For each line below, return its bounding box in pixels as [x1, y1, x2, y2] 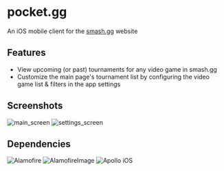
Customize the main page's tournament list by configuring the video [16, 72, 210, 81]
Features [7, 47, 46, 59]
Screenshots [7, 100, 63, 112]
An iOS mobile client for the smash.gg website [7, 27, 138, 35]
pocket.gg [7, 4, 67, 20]
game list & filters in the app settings [16, 80, 121, 88]
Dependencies [7, 138, 71, 150]
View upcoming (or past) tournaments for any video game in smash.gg [16, 65, 218, 73]
